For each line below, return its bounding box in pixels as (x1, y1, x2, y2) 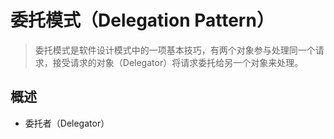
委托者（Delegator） (24, 117, 110, 129)
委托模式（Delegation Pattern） (10, 9, 275, 32)
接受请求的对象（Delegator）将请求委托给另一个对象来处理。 (52, 56, 304, 68)
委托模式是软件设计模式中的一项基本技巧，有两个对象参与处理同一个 (34, 44, 316, 56)
